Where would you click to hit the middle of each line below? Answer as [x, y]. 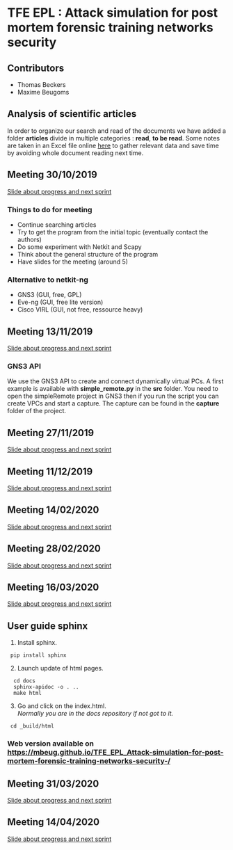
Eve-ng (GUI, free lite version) [60, 302]
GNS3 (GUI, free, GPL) [49, 295]
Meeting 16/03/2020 [53, 587]
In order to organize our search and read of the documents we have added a [116, 131]
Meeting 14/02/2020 [53, 510]
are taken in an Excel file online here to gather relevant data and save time [113, 145]
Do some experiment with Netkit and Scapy [79, 247]
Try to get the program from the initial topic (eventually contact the [113, 232]
